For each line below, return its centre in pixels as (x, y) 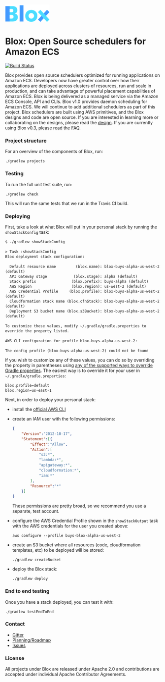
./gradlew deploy (30, 579)
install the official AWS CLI (39, 409)
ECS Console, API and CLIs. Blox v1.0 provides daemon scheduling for (76, 102)
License (15, 658)
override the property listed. (37, 331)
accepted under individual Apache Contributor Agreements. (66, 674)
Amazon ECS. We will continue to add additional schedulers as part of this (80, 107)
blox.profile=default (27, 386)
